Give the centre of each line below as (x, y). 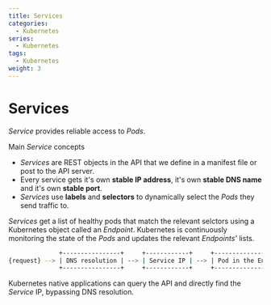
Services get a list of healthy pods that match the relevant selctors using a (131, 221)
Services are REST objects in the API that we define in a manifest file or (138, 162)
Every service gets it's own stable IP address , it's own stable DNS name (141, 180)
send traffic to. (44, 205)
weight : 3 (25, 69)
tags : (17, 53)
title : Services (35, 16)
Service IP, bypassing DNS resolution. (71, 292)
